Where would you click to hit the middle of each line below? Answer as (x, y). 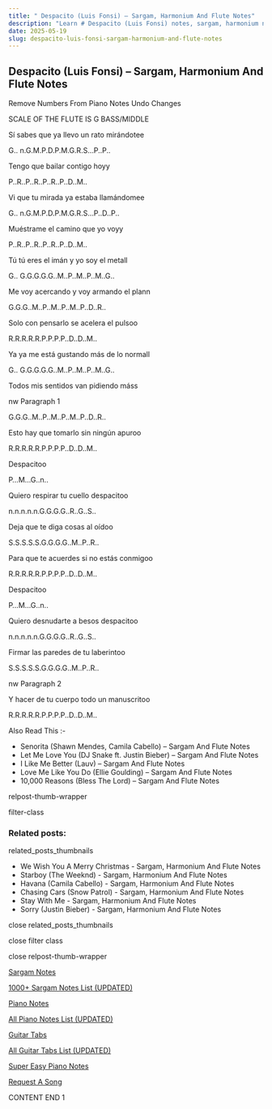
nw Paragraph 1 (34, 402)
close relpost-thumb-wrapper (58, 957)
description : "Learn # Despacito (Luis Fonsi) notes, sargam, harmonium (134, 23)
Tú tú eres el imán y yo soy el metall (68, 261)
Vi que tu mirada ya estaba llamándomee (76, 198)
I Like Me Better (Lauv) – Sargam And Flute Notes (102, 764)
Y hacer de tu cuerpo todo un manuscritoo (79, 699)
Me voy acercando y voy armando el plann (80, 291)
